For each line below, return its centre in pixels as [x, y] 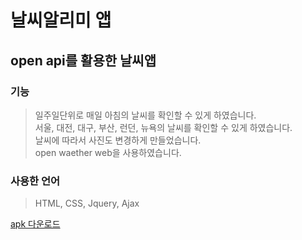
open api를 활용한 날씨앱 [83, 60]
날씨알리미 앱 [61, 20]
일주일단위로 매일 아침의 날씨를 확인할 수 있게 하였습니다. [145, 115]
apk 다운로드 [35, 224]
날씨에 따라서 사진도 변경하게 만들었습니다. [118, 140]
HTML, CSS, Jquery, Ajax [87, 203]
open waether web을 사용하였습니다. [108, 152]
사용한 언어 [35, 181]
